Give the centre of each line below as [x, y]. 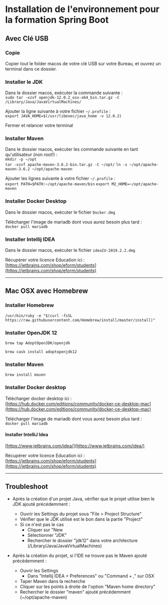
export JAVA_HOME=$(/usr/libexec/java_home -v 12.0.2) [63, 116]
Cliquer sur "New [45, 530]
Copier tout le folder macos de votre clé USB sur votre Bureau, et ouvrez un [83, 63]
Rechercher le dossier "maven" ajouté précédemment [75, 592]
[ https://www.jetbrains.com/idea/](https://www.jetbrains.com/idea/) [75, 445]
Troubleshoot [27, 487]
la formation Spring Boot [57, 20]
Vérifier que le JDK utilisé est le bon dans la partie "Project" [81, 519]
